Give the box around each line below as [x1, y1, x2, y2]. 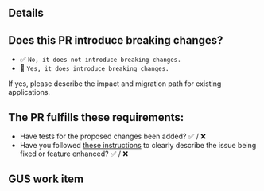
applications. [8, 88, 50, 97]
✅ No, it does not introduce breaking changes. [19, 55, 181, 64]
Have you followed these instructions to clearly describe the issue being [19, 141, 257, 150]
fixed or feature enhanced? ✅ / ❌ [19, 149, 129, 158]
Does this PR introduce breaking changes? [8, 33, 223, 47]
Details [8, 6, 44, 20]
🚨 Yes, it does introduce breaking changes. [19, 64, 169, 73]
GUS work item [8, 173, 84, 186]
